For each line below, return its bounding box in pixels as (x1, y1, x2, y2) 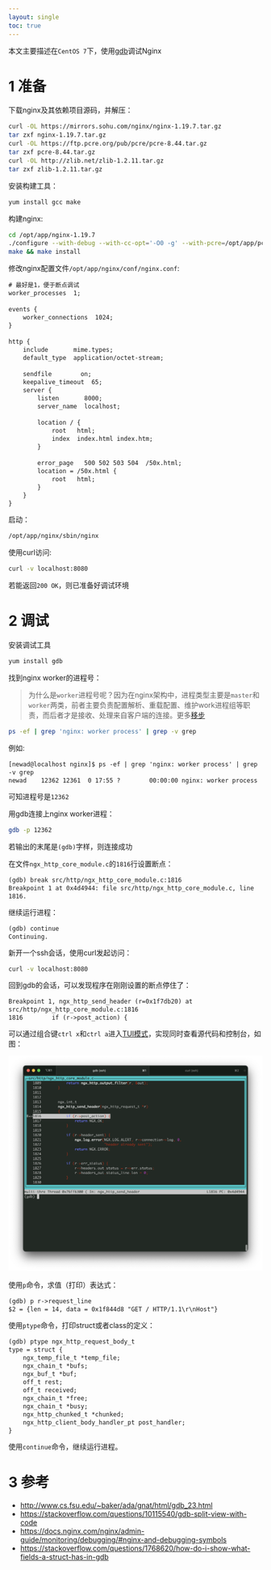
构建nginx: (8, 214, 44, 223)
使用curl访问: (8, 548, 52, 557)
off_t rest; (23, 1378, 63, 1386)
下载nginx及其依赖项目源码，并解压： (8, 105, 133, 115)
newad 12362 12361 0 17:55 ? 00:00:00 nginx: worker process (8, 777, 258, 785)
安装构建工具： (8, 180, 58, 190)
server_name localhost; (37, 403, 121, 411)
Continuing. (8, 933, 48, 941)
